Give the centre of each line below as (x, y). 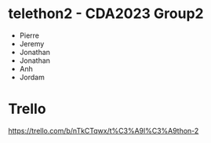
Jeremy (32, 43)
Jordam (32, 77)
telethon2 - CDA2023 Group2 (106, 14)
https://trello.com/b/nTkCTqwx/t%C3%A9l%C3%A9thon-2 (104, 130)
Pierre (29, 35)
